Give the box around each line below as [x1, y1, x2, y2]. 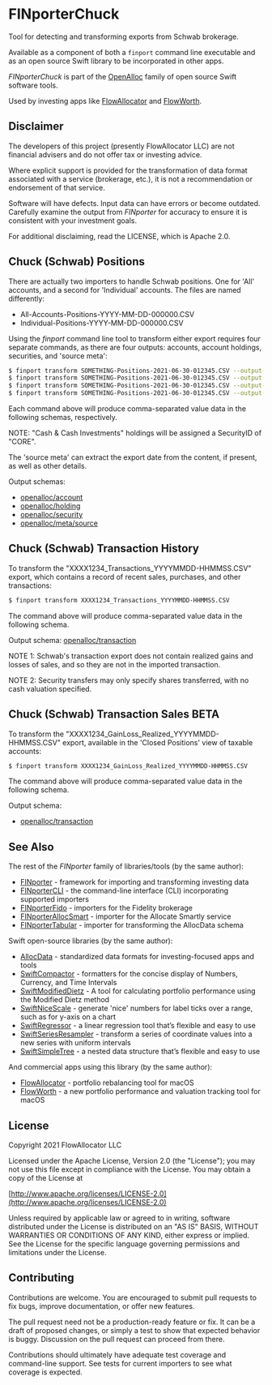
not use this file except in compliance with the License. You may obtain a [8, 1164, 251, 1174]
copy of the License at [8, 1173, 83, 1183]
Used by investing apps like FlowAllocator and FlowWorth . [8, 96, 202, 105]
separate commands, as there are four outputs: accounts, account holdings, [8, 342, 261, 352]
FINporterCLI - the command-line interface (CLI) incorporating [19, 885, 229, 896]
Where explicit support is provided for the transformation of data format [8, 165, 249, 175]
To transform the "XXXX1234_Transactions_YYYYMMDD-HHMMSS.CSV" [8, 563, 252, 572]
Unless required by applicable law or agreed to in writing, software [8, 1213, 231, 1223]
